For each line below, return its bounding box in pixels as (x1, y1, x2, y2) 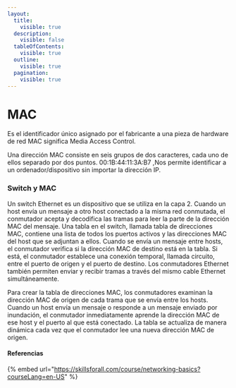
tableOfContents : (13, 43, 65, 50)
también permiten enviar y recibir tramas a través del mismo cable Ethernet (7, 267, 226, 275)
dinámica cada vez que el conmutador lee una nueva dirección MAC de (7, 325, 215, 334)
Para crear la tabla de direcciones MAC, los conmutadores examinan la (7, 288, 213, 296)
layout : (7, 10, 30, 18)
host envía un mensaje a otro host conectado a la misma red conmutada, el (7, 207, 225, 215)
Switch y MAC (7, 183, 57, 193)
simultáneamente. (7, 274, 60, 283)
